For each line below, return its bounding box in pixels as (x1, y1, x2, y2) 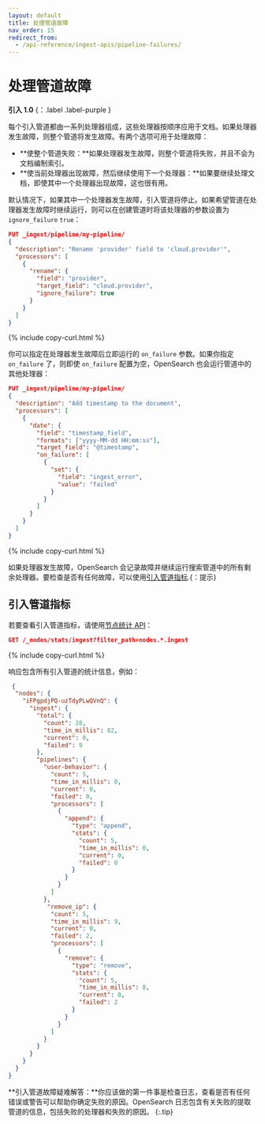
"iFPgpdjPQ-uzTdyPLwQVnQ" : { (22, 697, 118, 705)
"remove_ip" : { (47, 903, 97, 911)
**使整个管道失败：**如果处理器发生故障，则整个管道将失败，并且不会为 (19, 149, 255, 158)
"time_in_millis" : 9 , (50, 918, 122, 926)
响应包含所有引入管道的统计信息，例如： (8, 666, 140, 676)
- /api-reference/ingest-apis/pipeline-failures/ (15, 41, 181, 49)
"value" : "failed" (58, 480, 118, 488)
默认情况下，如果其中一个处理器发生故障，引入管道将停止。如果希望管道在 (8, 195, 250, 205)
